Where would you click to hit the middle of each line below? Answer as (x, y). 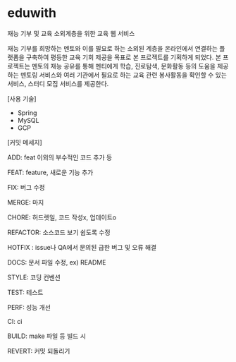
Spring (27, 113)
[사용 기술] (22, 98)
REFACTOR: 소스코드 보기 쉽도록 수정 (59, 232)
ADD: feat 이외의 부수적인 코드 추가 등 (60, 157)
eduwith (32, 13)
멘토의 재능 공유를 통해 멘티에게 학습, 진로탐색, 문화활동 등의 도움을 (124, 66)
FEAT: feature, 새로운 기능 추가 (50, 172)
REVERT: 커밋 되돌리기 (39, 351)
